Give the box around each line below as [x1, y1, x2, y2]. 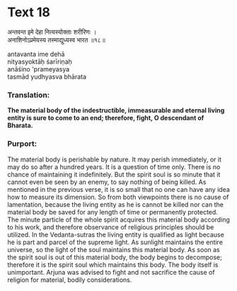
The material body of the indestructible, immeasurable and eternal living [7, 106, 225, 115]
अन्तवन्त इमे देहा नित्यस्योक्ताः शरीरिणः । [7, 28, 97, 36]
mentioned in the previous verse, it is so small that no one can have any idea [7, 185, 230, 193]
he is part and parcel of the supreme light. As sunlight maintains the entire [7, 238, 223, 246]
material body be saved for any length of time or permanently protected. [7, 207, 218, 216]
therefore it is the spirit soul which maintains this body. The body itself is [7, 260, 219, 269]
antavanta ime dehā [7, 50, 65, 58]
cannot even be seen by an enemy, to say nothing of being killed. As [7, 178, 207, 186]
